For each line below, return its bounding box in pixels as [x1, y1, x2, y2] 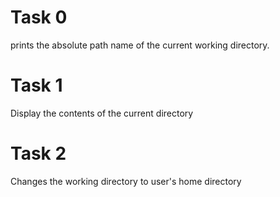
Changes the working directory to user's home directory [10, 175, 242, 187]
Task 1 [10, 74, 63, 97]
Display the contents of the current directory [10, 107, 194, 119]
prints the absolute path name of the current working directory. [10, 39, 270, 51]
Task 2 [10, 142, 67, 165]
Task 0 [10, 6, 68, 29]
